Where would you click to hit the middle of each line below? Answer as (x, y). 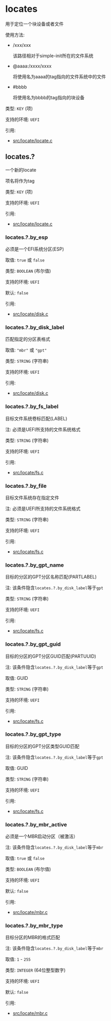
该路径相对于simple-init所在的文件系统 (53, 56)
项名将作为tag (20, 181)
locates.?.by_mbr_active (36, 824)
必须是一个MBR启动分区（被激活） (42, 836)
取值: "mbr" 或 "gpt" (26, 350)
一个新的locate (21, 170)
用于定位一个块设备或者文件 (35, 24)
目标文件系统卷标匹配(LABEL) (36, 418)
